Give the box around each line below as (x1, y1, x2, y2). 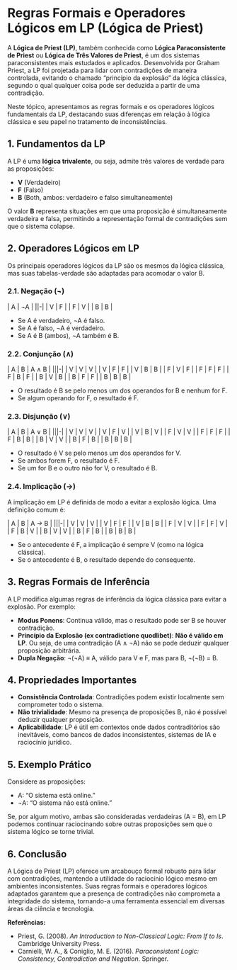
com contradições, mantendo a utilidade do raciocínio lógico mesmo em (7, 874, 218, 883)
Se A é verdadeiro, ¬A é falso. (17, 316, 105, 325)
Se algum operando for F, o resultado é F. (17, 394, 139, 402)
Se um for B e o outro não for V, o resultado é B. (17, 464, 158, 473)
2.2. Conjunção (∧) (7, 349, 74, 359)
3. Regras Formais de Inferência (7, 576, 151, 588)
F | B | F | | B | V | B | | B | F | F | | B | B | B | (7, 373, 132, 381)
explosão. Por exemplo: (7, 602, 76, 611)
